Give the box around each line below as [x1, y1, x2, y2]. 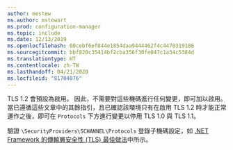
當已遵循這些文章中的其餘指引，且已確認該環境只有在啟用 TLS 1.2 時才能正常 [7, 103, 227, 112]
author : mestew [7, 10, 51, 17]
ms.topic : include [7, 29, 61, 37]
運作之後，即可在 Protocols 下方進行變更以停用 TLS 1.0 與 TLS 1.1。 [7, 112, 200, 120]
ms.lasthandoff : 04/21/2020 [7, 68, 89, 75]
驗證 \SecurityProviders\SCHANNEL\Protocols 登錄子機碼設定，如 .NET [7, 126, 209, 135]
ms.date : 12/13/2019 [7, 36, 67, 43]
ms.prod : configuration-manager [7, 23, 101, 30]
